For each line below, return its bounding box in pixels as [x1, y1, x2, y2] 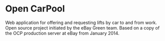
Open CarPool [5, 3, 65, 14]
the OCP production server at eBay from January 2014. [5, 30, 120, 36]
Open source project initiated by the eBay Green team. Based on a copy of [5, 24, 160, 30]
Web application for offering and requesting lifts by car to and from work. [5, 19, 157, 25]
